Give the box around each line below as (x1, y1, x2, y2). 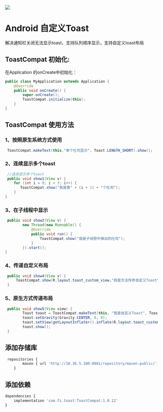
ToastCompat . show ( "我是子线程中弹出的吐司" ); (39, 236, 125, 241)
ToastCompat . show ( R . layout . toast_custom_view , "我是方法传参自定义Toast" (16, 278, 160, 283)
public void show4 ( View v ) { (7, 273, 66, 278)
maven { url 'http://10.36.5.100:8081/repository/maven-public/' (22, 361, 158, 366)
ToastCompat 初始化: (5, 55, 70, 64)
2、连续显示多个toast (5, 161, 56, 167)
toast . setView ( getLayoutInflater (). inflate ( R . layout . (22, 320, 133, 325)
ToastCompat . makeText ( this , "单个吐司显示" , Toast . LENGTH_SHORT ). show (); (7, 148, 153, 153)
